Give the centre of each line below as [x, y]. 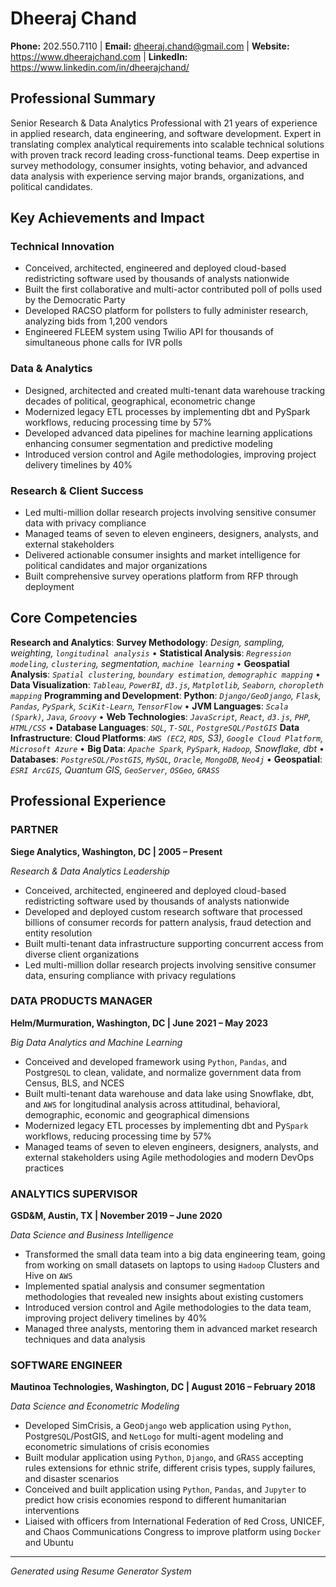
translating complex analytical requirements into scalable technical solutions [167, 144]
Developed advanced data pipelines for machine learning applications [168, 433]
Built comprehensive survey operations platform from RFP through [161, 576]
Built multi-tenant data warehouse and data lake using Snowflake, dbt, [169, 1093]
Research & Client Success [77, 490]
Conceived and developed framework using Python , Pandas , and [156, 1061]
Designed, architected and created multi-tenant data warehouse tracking [175, 390]
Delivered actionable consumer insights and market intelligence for [163, 555]
